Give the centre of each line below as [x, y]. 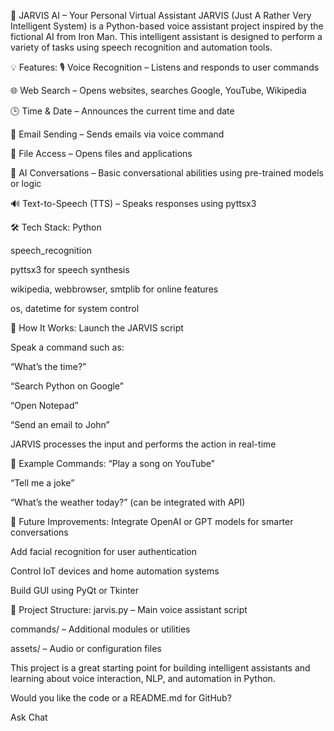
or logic [26, 183]
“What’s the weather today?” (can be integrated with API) [128, 502]
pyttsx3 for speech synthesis [70, 269]
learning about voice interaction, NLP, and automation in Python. [143, 678]
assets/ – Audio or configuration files [86, 648]
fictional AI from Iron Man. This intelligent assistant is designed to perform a [166, 36]
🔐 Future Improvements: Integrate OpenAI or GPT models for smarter [152, 521]
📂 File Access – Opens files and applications [101, 153]
